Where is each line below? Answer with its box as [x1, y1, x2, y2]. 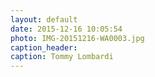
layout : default [10, 14, 78, 25]
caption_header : [10, 42, 78, 53]
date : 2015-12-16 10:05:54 [10, 24, 123, 34]
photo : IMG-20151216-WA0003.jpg [10, 33, 145, 43]
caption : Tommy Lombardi [10, 52, 114, 62]
